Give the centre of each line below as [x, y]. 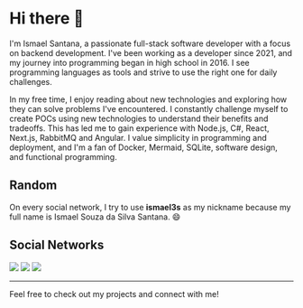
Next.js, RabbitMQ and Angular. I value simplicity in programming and [138, 137]
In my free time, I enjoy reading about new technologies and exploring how [148, 99]
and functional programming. [63, 156]
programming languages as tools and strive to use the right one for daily [143, 72]
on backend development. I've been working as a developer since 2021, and [151, 52]
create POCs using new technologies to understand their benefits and [139, 118]
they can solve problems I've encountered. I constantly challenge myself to [149, 108]
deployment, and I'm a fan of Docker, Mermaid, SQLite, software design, [143, 147]
